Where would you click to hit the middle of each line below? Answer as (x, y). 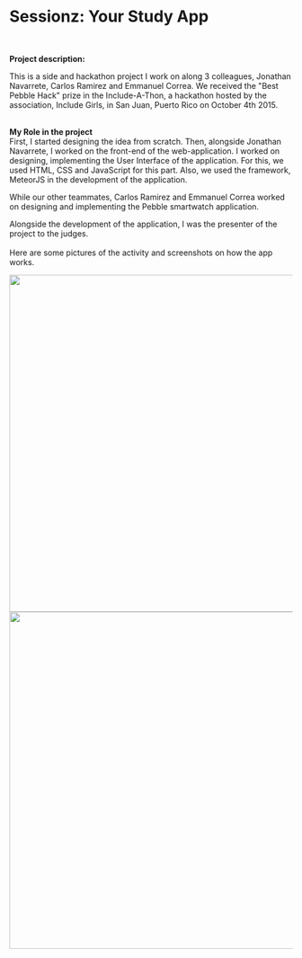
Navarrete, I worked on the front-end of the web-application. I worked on (145, 151)
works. (22, 262)
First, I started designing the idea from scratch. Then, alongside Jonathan (145, 141)
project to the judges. (49, 233)
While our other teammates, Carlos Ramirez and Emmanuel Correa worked (147, 197)
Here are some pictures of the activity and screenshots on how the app (141, 253)
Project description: (47, 58)
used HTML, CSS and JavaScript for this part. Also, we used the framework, (150, 170)
